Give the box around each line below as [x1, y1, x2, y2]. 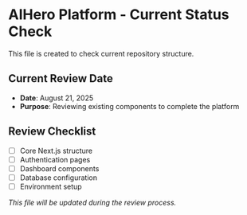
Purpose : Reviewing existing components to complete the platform [19, 101, 240, 111]
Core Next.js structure [19, 146, 93, 155]
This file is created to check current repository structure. [8, 49, 194, 58]
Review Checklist [8, 125, 96, 139]
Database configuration [19, 173, 98, 182]
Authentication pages [19, 154, 91, 164]
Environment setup [19, 182, 82, 191]
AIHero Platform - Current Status [8, 6, 229, 24]
